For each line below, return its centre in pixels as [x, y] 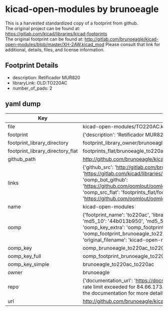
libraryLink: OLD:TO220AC [40, 83]
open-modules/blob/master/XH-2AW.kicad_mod [55, 44]
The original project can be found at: [43, 28]
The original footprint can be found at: [44, 39]
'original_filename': [105, 240]
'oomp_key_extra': [104, 227]
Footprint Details [32, 65]
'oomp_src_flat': [101, 192]
